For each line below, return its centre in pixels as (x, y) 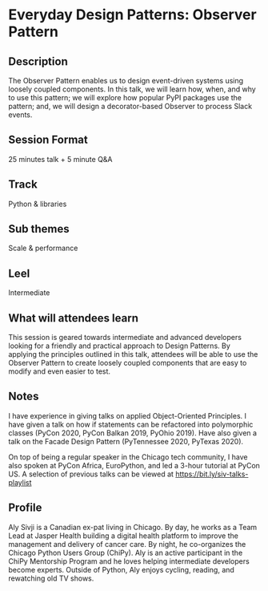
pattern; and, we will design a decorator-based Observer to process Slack (130, 106)
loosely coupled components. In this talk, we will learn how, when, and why (132, 89)
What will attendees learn (73, 318)
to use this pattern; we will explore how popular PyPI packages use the (125, 97)
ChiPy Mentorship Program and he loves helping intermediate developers (129, 561)
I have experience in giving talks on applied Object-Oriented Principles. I (127, 415)
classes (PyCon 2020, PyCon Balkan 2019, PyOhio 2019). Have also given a (133, 433)
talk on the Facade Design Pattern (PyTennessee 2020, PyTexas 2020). (126, 441)
